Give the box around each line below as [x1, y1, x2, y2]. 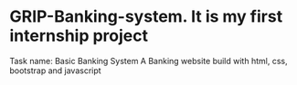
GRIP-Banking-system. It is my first [9, 6, 283, 27]
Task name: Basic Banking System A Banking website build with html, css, [9, 55, 288, 66]
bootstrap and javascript [9, 65, 102, 76]
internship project [9, 25, 149, 46]
